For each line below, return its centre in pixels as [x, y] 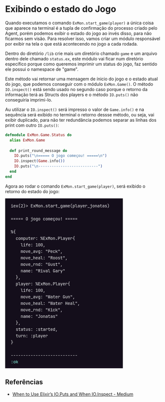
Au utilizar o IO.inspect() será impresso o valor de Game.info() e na [75, 109]
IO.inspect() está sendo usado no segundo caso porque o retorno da [76, 89]
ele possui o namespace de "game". [42, 69]
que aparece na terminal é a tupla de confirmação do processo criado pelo [81, 28]
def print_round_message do [39, 151]
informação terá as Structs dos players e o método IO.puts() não [72, 95]
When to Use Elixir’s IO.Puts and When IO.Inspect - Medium [73, 394]
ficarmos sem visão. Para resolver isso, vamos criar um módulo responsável [83, 39]
